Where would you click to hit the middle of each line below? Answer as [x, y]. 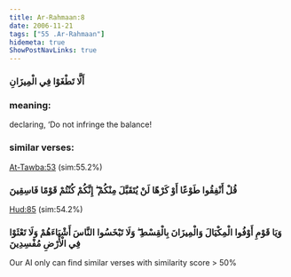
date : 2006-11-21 [41, 26]
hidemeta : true [37, 42]
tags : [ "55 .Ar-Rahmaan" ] [57, 34]
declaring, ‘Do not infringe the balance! [81, 124]
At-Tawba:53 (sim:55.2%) [56, 167]
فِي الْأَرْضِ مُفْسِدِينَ [45, 243]
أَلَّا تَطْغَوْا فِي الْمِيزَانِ [47, 82]
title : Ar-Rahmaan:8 [47, 17]
